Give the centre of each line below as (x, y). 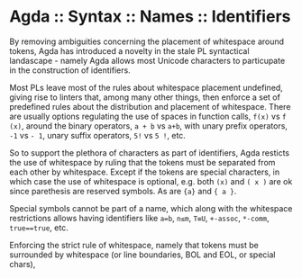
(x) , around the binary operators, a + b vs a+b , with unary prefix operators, (149, 126)
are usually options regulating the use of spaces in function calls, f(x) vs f (148, 116)
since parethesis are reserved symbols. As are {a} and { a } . (123, 191)
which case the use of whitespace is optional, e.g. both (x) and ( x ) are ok (151, 181)
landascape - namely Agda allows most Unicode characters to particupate (147, 60)
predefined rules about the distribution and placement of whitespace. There (150, 106)
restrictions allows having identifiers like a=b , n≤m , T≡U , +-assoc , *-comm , (139, 218)
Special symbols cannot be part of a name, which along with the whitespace (151, 208)
